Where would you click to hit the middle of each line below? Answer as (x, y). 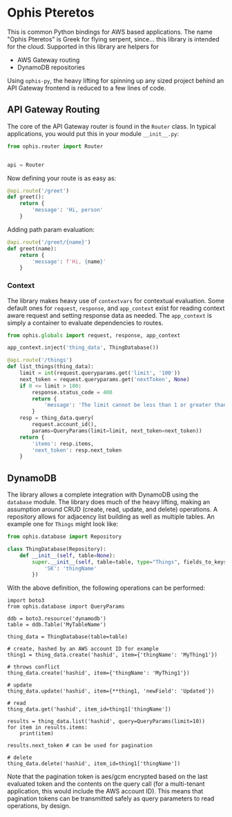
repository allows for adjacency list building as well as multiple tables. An (111, 517)
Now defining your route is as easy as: (62, 178)
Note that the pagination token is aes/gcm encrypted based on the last (108, 777)
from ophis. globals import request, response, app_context (94, 335)
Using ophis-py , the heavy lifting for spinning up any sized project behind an (116, 80)
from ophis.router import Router (55, 146)
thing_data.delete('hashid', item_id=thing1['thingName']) (94, 764)
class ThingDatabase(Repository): (57, 549)
